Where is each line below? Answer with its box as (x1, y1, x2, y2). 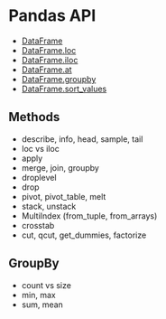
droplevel (21, 172, 57, 183)
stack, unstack (21, 201, 77, 211)
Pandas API (8, 5, 97, 26)
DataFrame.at (21, 64, 73, 75)
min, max (21, 289, 56, 300)
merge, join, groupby (21, 162, 100, 173)
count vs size (21, 279, 71, 290)
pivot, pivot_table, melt (21, 191, 106, 202)
